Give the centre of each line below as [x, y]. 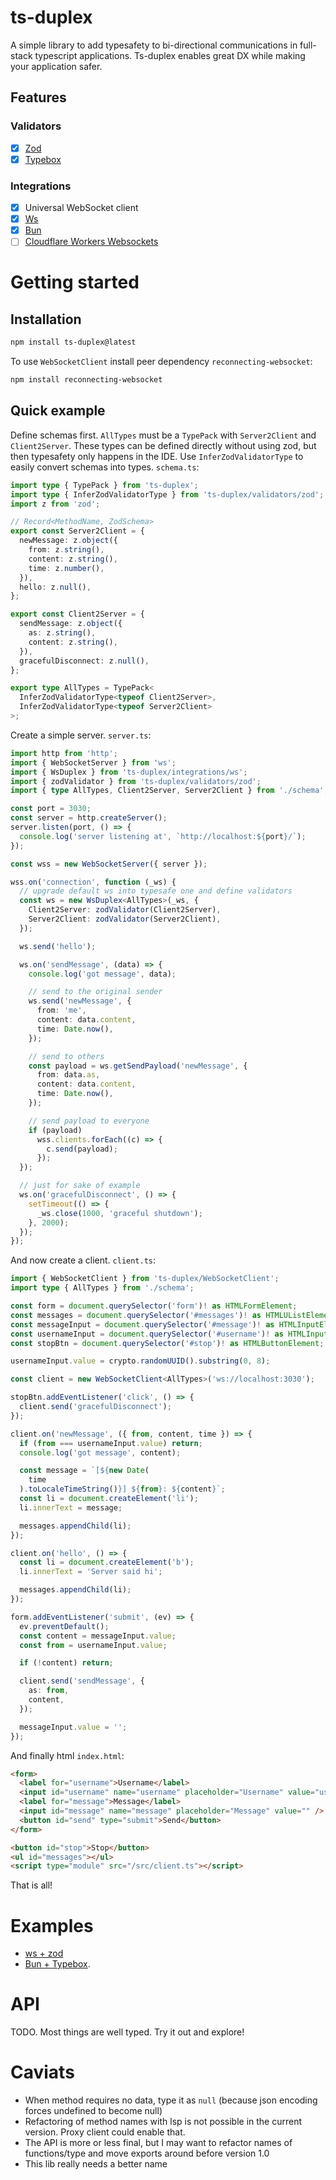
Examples [52, 1925]
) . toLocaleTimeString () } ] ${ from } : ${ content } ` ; [122, 1489]
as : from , [49, 1691]
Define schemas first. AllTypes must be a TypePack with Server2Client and [163, 435]
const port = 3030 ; [51, 809]
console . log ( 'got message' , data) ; [102, 974]
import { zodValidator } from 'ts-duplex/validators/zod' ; [136, 781]
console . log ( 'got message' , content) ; [100, 1452]
